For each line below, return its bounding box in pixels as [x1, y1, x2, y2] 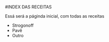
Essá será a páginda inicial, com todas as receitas [5, 13, 105, 19]
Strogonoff [12, 22, 34, 28]
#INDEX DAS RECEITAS [5, 4, 52, 10]
